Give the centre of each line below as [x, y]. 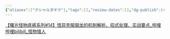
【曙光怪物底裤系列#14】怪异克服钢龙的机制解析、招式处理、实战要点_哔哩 [83, 25]
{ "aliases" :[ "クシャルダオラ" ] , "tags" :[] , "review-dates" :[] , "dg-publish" [82, 10]
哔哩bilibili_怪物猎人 [26, 31]
